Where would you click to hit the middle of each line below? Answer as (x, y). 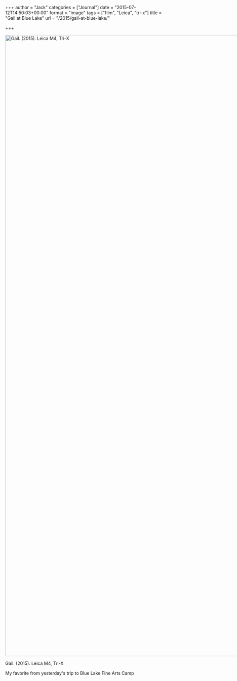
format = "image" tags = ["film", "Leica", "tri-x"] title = (106, 13)
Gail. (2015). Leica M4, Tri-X (34, 663)
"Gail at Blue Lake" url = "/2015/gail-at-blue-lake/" (58, 18)
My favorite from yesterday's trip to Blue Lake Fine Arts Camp (70, 673)
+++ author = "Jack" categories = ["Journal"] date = (60, 7)
